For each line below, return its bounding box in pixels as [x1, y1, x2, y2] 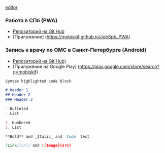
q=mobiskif [12, 68, 37, 75]
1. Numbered [5, 120, 30, 125]
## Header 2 [5, 92, 30, 98]
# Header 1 [5, 88, 28, 93]
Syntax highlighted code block [5, 79, 72, 84]
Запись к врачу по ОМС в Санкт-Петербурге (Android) [5, 47, 147, 54]
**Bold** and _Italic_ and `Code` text [5, 134, 90, 139]
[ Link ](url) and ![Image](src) [5, 143, 72, 148]
